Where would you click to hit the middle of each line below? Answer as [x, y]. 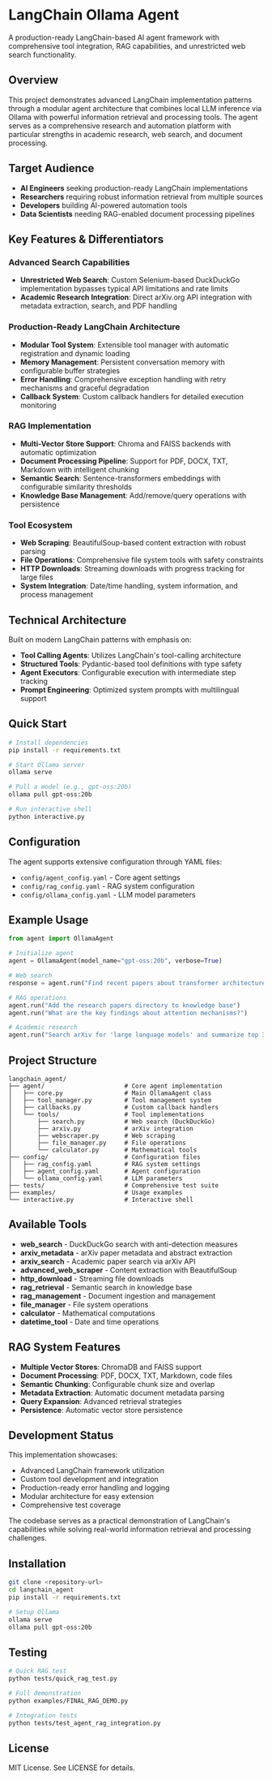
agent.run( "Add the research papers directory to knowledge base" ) [125, 1005]
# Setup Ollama [34, 1612]
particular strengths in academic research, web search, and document [125, 134]
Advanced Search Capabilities [69, 262]
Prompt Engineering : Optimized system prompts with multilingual [130, 689]
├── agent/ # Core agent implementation [115, 1086]
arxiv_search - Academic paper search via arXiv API [108, 1261]
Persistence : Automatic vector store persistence [102, 1410]
